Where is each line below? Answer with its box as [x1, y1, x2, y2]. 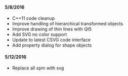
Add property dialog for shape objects [12, 42, 92, 48]
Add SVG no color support [12, 31, 67, 37]
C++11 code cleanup [12, 15, 55, 21]
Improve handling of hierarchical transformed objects [12, 21, 123, 27]
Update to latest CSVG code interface [12, 37, 91, 43]
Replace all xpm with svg [12, 65, 64, 71]
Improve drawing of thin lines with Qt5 [12, 26, 92, 32]
